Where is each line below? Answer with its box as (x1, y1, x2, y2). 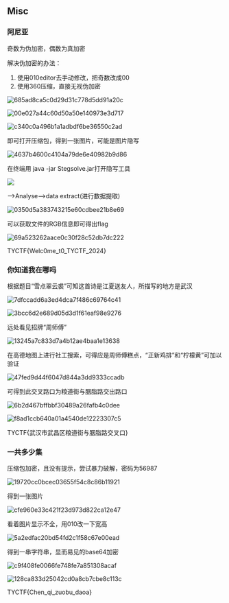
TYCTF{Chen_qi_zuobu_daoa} (7, 588, 93, 596)
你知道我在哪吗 (7, 265, 57, 274)
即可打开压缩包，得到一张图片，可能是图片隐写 (7, 137, 139, 145)
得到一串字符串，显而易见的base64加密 (7, 548, 119, 556)
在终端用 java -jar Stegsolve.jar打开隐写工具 (7, 164, 131, 172)
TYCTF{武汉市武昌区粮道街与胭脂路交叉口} (7, 428, 128, 436)
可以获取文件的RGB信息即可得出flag (7, 220, 108, 228)
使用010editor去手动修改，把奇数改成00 (16, 73, 130, 82)
